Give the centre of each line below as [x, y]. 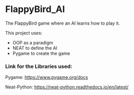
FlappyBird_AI [35, 9]
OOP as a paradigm [33, 42]
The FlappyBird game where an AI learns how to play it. [62, 23]
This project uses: [24, 33]
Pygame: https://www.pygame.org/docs [47, 77]
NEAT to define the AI [35, 48]
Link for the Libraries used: [39, 66]
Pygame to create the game [41, 53]
